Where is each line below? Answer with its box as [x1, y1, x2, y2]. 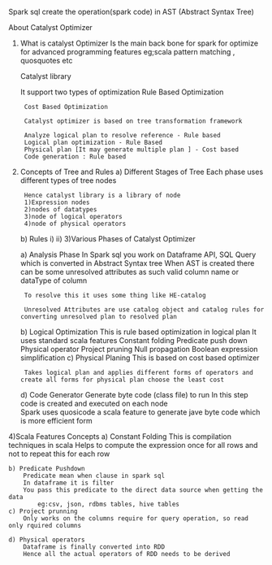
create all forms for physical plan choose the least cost [19, 376, 225, 384]
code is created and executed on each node [19, 398, 168, 408]
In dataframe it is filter [23, 479, 114, 487]
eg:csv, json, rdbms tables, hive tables [37, 500, 180, 508]
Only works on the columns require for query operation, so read [23, 515, 249, 523]
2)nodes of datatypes [24, 206, 97, 214]
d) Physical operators [8, 536, 85, 544]
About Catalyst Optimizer [8, 23, 93, 32]
